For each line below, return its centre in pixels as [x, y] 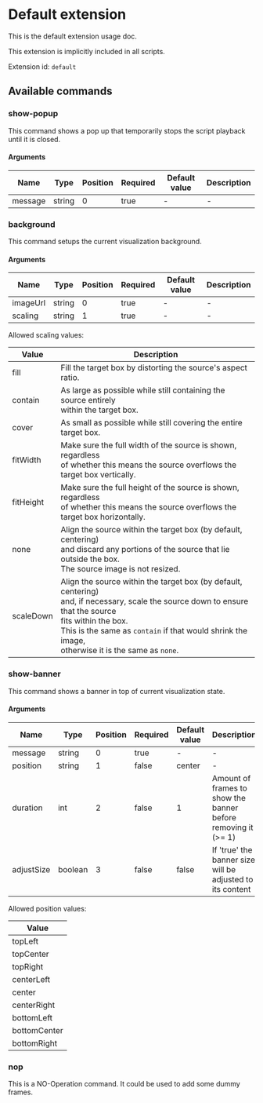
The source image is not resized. [121, 569]
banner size [234, 860]
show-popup [33, 114]
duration [27, 808]
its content [231, 889]
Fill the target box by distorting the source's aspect [154, 368]
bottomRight [34, 1043]
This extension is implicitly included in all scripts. [87, 51]
